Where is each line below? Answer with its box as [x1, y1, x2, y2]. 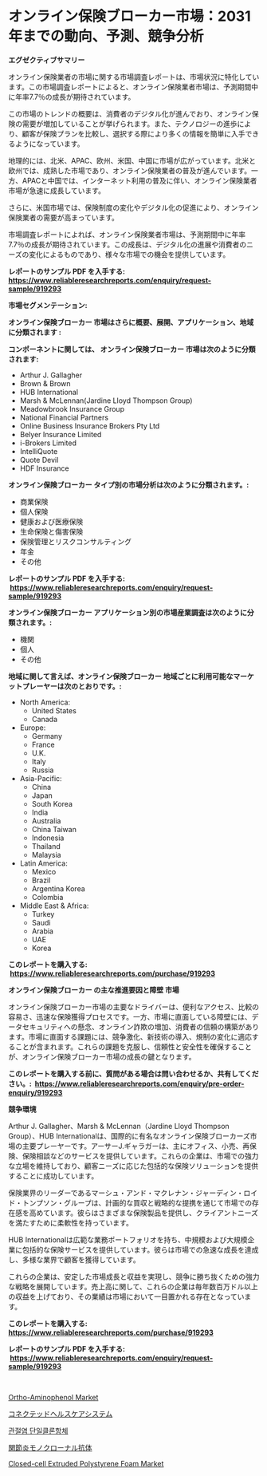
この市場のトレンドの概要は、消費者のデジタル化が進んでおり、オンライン [8, 109, 253, 118]
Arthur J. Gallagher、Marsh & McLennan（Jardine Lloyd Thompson [8, 1121, 230, 1131]
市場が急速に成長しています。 [8, 185, 106, 195]
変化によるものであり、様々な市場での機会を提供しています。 [29, 249, 230, 259]
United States [31, 705, 77, 715]
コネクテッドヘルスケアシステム [8, 1409, 113, 1419]
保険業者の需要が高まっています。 [8, 212, 120, 222]
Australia [31, 815, 61, 826]
